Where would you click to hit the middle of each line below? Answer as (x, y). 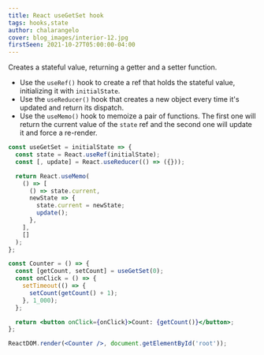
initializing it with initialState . (70, 91)
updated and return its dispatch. (72, 108)
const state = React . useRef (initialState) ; (87, 155)
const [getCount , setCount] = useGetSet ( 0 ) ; (89, 271)
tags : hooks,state (38, 23)
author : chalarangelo (44, 30)
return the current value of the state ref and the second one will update (136, 125)
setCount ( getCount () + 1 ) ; (73, 293)
